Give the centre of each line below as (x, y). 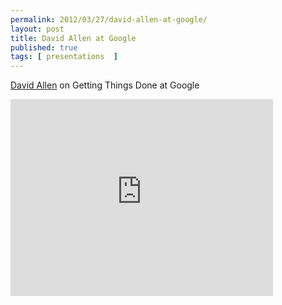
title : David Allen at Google (73, 38)
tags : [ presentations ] (64, 57)
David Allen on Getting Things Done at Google (105, 85)
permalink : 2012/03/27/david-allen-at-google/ (109, 19)
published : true (44, 47)
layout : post (37, 29)
